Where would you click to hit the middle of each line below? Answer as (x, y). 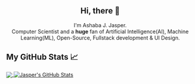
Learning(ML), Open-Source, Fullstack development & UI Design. (100, 38)
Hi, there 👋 (100, 11)
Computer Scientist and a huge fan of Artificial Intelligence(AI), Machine (100, 31)
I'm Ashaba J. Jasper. (100, 25)
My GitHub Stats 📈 (42, 57)
